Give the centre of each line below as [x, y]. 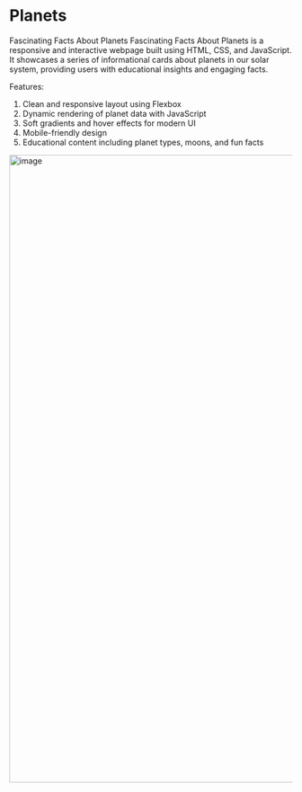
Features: [27, 86]
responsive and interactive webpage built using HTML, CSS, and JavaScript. [151, 49]
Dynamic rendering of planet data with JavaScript [114, 113]
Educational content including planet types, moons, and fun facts [143, 142]
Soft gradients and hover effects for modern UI [109, 123]
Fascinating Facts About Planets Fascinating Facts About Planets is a [137, 40]
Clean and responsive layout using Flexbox [102, 103]
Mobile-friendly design [65, 132]
